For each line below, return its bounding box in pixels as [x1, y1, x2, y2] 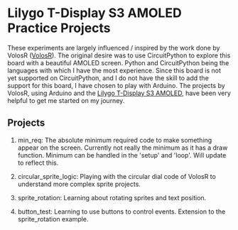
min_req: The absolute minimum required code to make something [17, 136, 212, 144]
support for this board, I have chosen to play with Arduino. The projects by [7, 81, 225, 89]
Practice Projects [7, 20, 112, 36]
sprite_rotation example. [17, 214, 89, 223]
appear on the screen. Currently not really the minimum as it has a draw [17, 143, 228, 152]
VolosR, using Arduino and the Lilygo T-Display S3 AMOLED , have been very [7, 89, 231, 97]
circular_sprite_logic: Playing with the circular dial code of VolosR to [17, 172, 217, 180]
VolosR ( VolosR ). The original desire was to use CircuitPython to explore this [7, 51, 231, 60]
